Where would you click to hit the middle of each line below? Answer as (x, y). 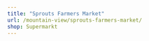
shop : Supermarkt (33, 26)
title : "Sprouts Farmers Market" (56, 14)
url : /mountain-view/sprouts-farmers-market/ (74, 20)
